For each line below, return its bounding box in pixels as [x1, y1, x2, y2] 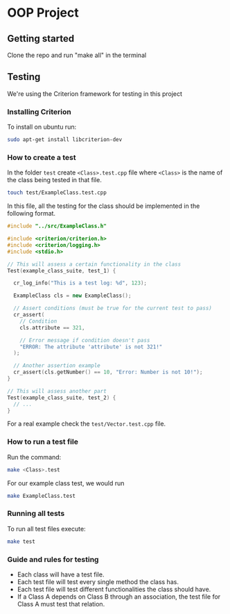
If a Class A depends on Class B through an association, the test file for [17, 592, 221, 601]
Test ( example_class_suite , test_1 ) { [7, 267, 116, 274]
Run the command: [7, 453, 62, 461]
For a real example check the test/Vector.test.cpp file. [7, 419, 166, 428]
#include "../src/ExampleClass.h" [7, 223, 107, 230]
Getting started [7, 33, 75, 45]
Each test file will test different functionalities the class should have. [17, 585, 211, 593]
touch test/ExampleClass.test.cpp [7, 189, 107, 196]
